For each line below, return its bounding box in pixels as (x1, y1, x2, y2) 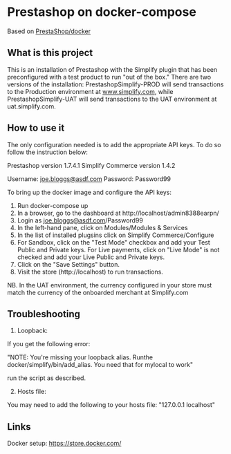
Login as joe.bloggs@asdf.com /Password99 (17, 216, 144, 225)
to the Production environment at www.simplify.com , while (7, 87, 174, 95)
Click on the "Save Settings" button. (17, 260, 120, 268)
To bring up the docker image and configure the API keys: (7, 188, 172, 196)
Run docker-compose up (17, 201, 89, 209)
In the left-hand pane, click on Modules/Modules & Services (17, 223, 188, 231)
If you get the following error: (7, 340, 91, 348)
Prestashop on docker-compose (7, 4, 197, 20)
